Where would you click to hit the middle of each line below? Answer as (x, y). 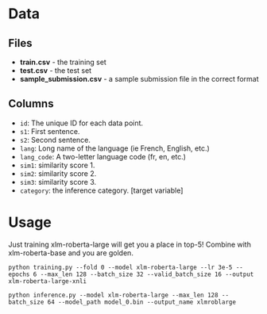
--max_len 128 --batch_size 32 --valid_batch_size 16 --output (147, 274)
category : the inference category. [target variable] (101, 190)
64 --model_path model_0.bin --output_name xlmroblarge (142, 302)
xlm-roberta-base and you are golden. (71, 253)
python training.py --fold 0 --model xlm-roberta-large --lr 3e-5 (120, 267)
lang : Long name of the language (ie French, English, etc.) (115, 148)
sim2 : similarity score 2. (58, 173)
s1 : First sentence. (50, 131)
